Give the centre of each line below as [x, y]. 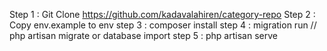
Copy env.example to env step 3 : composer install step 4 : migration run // [163, 25]
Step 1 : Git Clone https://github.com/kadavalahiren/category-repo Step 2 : [162, 14]
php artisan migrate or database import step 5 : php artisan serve [143, 35]
